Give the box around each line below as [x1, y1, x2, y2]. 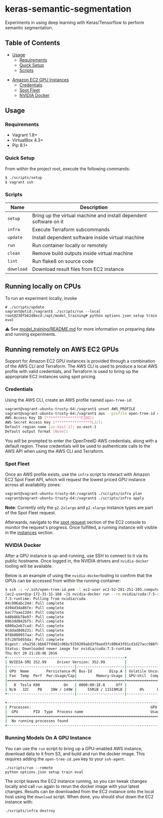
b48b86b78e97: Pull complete [5, 614, 64, 620]
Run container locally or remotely [32, 242, 108, 249]
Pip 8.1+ [12, 142, 28, 148]
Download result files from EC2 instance [32, 266, 124, 273]
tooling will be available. [5, 563, 53, 569]
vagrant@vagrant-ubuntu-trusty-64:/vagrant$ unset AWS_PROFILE [5, 406, 136, 411]
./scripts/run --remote [5, 765, 53, 770]
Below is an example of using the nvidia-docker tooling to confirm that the [5, 573, 152, 579]
